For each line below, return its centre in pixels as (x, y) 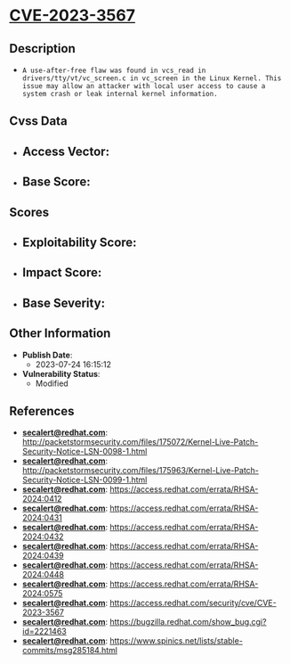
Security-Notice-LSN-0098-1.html (85, 452)
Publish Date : (47, 355)
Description (42, 49)
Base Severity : (63, 303)
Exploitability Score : (79, 242)
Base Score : (56, 182)
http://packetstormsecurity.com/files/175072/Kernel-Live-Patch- (140, 442)
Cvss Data (39, 121)
